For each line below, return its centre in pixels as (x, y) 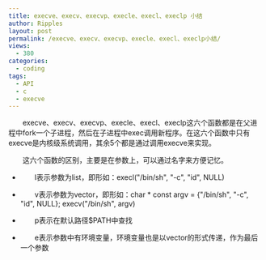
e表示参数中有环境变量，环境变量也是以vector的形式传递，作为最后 (146, 238)
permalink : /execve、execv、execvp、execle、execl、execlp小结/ (114, 38)
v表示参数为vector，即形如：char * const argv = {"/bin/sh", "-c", (141, 194)
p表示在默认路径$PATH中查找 (84, 220)
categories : (28, 62)
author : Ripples (36, 23)
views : (19, 46)
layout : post (30, 31)
